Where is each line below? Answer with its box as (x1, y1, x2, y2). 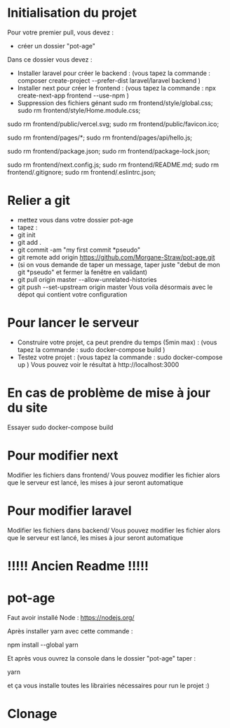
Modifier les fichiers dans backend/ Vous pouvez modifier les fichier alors (7, 526, 221, 534)
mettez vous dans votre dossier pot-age (17, 215, 134, 224)
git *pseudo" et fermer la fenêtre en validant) (17, 268, 148, 276)
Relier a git (7, 193, 71, 208)
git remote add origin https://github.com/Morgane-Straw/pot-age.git (17, 252, 215, 261)
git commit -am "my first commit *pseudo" (17, 245, 141, 254)
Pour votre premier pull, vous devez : (7, 28, 114, 36)
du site (7, 400, 48, 415)
